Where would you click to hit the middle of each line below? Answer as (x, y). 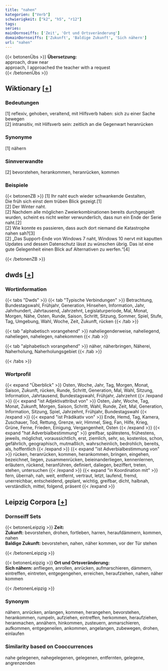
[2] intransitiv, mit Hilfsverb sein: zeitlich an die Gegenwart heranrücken (79, 124)
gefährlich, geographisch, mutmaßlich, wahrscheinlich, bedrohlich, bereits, (82, 444)
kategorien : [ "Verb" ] (28, 15)
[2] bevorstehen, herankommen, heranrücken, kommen (62, 172)
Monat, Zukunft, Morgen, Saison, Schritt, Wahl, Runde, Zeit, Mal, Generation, (84, 406)
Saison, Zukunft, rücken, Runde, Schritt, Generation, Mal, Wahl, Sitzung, (79, 390)
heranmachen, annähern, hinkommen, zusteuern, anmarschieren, (73, 623)
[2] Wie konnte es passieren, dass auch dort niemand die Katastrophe (77, 228)
